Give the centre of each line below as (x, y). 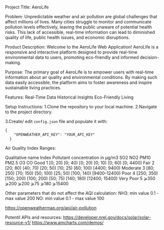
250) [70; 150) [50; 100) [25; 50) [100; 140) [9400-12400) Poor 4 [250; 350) (82, 173)
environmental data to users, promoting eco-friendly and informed (72, 57)
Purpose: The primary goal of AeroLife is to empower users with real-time (80, 72)
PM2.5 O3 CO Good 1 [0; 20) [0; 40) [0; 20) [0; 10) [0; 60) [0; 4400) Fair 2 (80, 163)
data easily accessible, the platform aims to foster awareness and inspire (79, 82)
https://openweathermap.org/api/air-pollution (51, 208)
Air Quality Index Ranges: (31, 148)
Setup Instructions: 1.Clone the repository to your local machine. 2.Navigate (81, 107)
